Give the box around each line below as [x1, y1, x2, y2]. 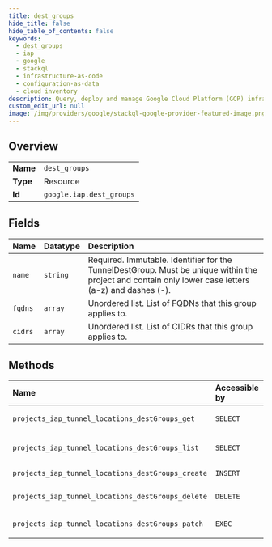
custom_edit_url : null [8, 102, 85, 110]
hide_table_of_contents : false [8, 27, 114, 35]
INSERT [215, 469, 240, 478]
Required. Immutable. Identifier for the [87, 254, 232, 265]
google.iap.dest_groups [43, 189, 135, 199]
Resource [43, 176, 80, 187]
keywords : [8, 34, 42, 43]
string [43, 270, 69, 279]
